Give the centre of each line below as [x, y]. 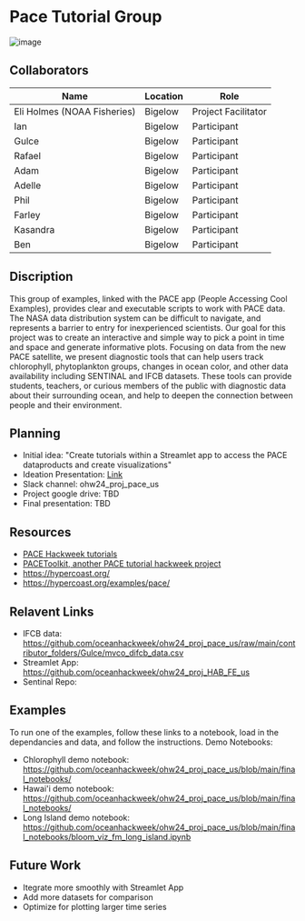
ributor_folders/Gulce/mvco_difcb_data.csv [103, 653]
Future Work [45, 866]
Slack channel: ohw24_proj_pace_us [91, 485]
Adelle [28, 185]
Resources [40, 532]
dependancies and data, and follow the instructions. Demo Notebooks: [142, 742]
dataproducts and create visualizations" [97, 465]
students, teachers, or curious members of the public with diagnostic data [148, 385]
